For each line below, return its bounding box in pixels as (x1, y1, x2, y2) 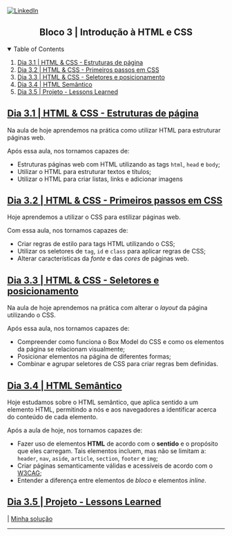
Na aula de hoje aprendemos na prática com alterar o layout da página (7, 304, 208, 312)
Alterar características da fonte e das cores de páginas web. (17, 254, 189, 262)
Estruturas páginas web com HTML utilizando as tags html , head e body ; (17, 160, 221, 169)
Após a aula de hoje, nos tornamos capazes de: (7, 426, 143, 434)
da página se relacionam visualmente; (17, 345, 126, 354)
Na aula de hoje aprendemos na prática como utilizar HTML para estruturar (7, 126, 221, 134)
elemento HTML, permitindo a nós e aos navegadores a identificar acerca (7, 405, 217, 414)
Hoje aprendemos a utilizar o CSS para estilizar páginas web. (7, 213, 181, 221)
